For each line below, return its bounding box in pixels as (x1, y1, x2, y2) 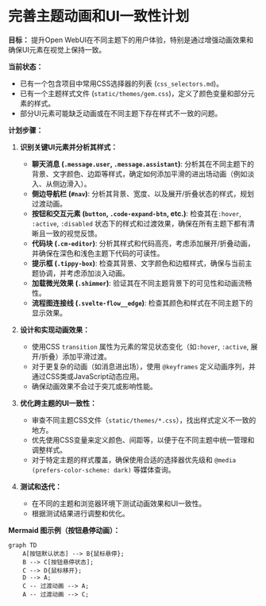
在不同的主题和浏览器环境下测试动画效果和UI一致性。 (31, 498, 206, 508)
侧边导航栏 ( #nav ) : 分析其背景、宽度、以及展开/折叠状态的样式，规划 (31, 188, 255, 199)
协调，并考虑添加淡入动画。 (38, 268, 129, 278)
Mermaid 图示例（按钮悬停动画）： (8, 525, 121, 535)
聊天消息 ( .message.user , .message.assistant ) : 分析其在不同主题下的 (31, 159, 254, 168)
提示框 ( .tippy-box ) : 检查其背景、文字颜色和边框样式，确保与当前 (31, 258, 246, 268)
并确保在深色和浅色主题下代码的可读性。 (31, 248, 164, 258)
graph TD (8, 541, 37, 549)
